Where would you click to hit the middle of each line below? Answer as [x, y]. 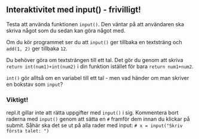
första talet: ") [28, 131]
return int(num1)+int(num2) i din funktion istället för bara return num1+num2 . [100, 66]
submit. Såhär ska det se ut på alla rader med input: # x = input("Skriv [94, 125]
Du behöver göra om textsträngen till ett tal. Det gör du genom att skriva [95, 60]
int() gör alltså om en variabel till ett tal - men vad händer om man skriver [98, 78]
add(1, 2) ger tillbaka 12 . [37, 48]
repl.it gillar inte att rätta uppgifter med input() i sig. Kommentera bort [92, 113]
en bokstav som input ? [35, 84]
